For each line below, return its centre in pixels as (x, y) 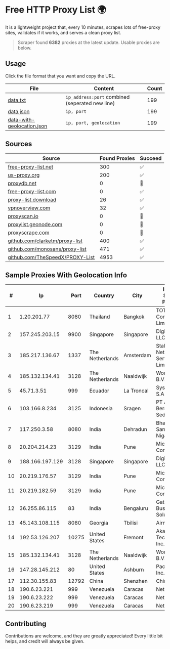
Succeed (151, 158)
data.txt (17, 100)
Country (104, 295)
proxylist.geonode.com (35, 224)
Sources (19, 144)
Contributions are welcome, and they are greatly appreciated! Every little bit (84, 636)
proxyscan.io (23, 216)
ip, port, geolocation (93, 123)
